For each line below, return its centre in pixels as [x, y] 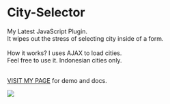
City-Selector [46, 13]
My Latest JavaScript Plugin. [47, 31]
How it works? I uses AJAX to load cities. [65, 53]
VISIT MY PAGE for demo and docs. [57, 80]
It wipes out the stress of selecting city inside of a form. [85, 38]
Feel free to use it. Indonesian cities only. [65, 60]
